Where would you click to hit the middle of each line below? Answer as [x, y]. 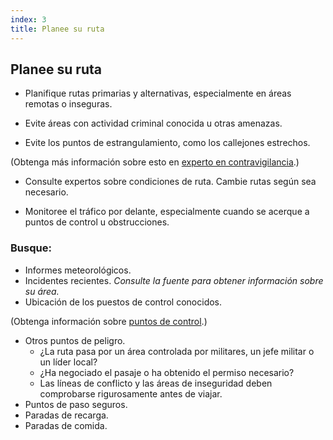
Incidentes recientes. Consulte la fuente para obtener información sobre [174, 280]
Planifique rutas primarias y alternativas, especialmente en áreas [158, 93]
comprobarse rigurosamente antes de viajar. [131, 393]
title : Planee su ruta [57, 29]
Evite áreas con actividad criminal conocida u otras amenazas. [153, 123]
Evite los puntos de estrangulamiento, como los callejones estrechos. [167, 143]
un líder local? [68, 362]
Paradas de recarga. [66, 415]
